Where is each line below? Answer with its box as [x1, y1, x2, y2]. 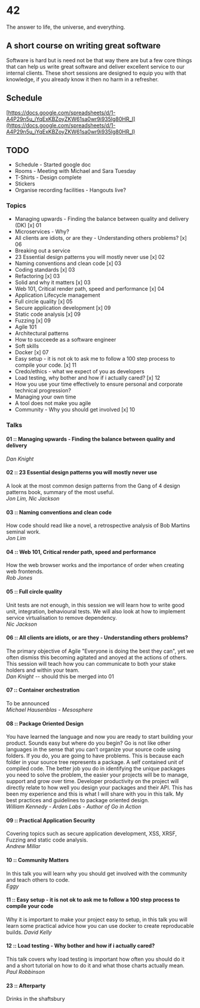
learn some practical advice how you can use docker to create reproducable [6, 922, 194, 929]
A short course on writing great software [6, 41, 161, 51]
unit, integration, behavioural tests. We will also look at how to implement [6, 608, 186, 615]
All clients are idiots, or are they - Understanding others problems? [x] [14, 234, 187, 241]
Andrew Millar [6, 843, 41, 850]
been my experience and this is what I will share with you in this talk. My [6, 790, 184, 797]
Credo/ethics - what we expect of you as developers [14, 367, 144, 374]
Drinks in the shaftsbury [6, 995, 66, 1003]
